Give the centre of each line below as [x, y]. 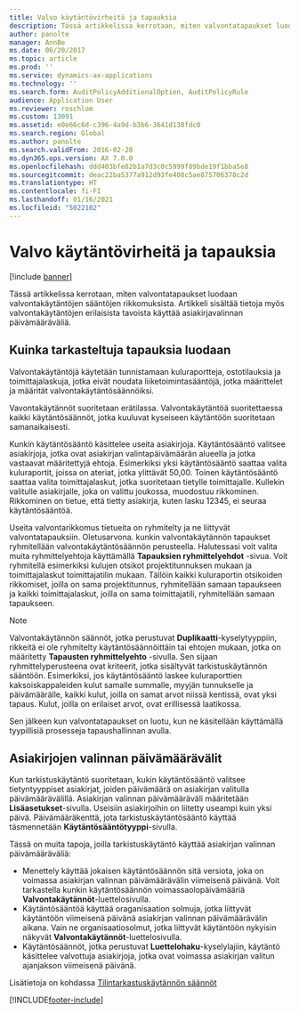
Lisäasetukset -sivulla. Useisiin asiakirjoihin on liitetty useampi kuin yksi [141, 808]
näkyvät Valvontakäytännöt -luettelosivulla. [102, 937]
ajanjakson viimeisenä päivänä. [79, 966]
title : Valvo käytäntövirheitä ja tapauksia [93, 17]
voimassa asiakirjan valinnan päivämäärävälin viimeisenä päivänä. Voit [151, 880]
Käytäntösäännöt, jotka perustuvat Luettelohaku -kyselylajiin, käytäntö [151, 947]
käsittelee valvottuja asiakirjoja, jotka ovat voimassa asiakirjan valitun [149, 956]
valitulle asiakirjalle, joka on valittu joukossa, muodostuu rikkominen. [134, 491]
